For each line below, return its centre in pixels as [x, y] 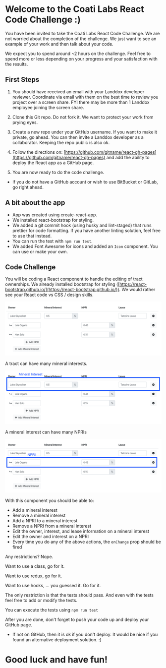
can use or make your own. [40, 251]
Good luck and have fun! [56, 660]
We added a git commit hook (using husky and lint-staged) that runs [82, 225]
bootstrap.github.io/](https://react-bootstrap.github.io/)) [62, 290]
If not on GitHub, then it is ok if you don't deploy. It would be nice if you [85, 635]
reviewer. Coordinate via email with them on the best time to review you [85, 97]
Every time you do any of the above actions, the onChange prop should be [86, 542]
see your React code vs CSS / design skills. [49, 295]
